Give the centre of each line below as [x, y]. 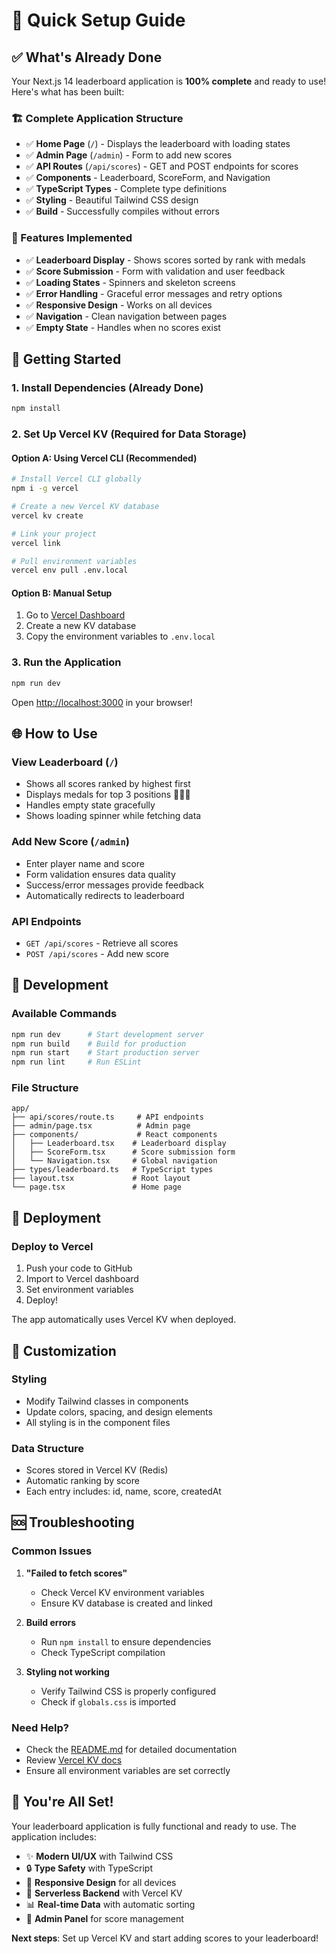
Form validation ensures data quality [100, 874]
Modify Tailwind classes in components [107, 1401]
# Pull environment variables [74, 561]
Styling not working [67, 1671]
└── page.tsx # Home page [97, 1187]
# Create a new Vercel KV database [85, 507]
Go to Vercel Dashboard [75, 615]
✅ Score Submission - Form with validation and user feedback [155, 271]
